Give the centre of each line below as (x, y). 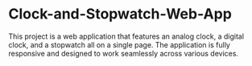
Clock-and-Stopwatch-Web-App (120, 14)
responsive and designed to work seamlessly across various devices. (124, 53)
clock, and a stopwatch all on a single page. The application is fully (120, 44)
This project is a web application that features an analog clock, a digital (126, 36)
